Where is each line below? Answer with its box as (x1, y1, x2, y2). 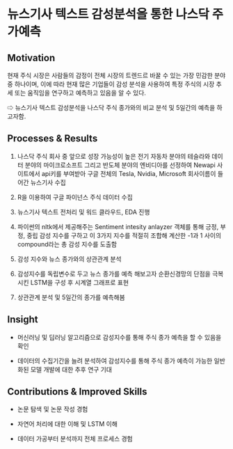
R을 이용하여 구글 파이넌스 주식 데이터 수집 (17, 193, 134, 201)
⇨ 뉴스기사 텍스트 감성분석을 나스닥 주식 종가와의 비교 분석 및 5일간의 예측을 (7, 104, 216, 111)
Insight (7, 314, 38, 326)
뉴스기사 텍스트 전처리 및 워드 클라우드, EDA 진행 (17, 207, 150, 216)
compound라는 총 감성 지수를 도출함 (17, 239, 117, 248)
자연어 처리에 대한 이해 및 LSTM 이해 (17, 420, 118, 428)
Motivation (7, 52, 56, 63)
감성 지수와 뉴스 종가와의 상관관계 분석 (17, 255, 122, 263)
